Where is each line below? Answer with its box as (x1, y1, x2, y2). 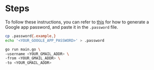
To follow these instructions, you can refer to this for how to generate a (5, 19, 149, 25)
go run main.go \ (5, 47, 41, 52)
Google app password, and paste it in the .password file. (5, 24, 118, 30)
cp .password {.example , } (5, 34, 56, 38)
